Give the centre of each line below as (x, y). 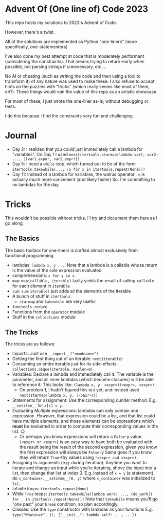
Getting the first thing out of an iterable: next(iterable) (67, 359)
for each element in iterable (41, 286)
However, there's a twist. (30, 32)
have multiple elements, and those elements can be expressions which (83, 421)
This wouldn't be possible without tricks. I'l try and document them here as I (81, 218)
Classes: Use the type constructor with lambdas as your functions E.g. (82, 509)
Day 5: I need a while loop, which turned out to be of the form (74, 164)
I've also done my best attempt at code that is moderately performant (75, 56)
